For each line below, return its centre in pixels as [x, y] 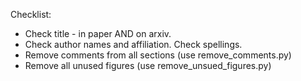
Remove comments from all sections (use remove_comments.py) [158, 55]
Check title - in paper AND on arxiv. [98, 33]
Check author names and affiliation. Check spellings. [133, 44]
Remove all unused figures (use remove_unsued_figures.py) [148, 65]
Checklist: [31, 14]
